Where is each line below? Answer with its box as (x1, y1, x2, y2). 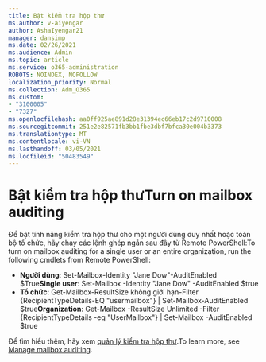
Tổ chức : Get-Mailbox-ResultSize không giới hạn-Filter (19, 287, 199, 297)
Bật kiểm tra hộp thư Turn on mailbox (8, 186, 253, 204)
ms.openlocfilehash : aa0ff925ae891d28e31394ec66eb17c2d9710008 (8, 115, 222, 123)
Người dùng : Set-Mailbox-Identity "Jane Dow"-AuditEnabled (19, 271, 217, 280)
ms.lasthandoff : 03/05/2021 (8, 145, 102, 153)
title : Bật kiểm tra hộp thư (8, 11, 105, 20)
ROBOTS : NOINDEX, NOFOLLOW (8, 71, 98, 79)
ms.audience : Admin (8, 49, 73, 56)
